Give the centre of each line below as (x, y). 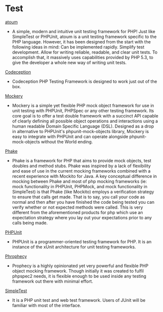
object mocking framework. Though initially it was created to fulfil (78, 271)
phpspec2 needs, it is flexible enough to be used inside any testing (79, 276)
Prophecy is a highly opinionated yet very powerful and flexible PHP (80, 266)
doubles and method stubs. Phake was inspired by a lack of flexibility (81, 166)
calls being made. (30, 223)
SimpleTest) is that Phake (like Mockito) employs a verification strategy (83, 192)
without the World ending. (67, 141)
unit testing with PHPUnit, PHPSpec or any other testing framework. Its (83, 111)
